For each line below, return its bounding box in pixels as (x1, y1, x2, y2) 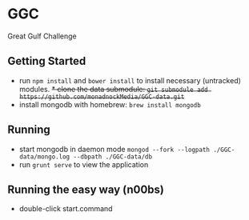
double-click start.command (18, 204, 113, 214)
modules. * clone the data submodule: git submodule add (18, 84, 209, 94)
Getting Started (7, 54, 86, 68)
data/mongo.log (18, 153, 70, 161)
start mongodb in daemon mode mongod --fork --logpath (18, 144, 210, 154)
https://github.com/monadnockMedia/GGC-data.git (18, 93, 185, 101)
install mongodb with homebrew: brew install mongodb (18, 99, 201, 109)
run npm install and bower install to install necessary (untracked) (18, 75, 242, 85)
